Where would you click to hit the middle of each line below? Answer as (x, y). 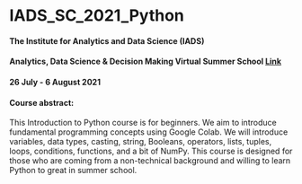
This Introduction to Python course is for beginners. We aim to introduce (143, 123)
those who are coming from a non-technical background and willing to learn (150, 161)
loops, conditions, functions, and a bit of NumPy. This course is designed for (151, 151)
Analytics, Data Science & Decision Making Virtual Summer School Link (145, 61)
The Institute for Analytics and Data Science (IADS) (107, 40)
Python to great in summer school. (73, 171)
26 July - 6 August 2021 (55, 82)
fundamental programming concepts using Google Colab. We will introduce (149, 132)
